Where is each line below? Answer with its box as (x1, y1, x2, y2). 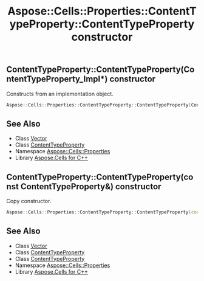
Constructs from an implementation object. (6, 90, 114, 97)
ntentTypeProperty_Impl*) (6, 74, 108, 85)
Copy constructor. (6, 198, 52, 205)
